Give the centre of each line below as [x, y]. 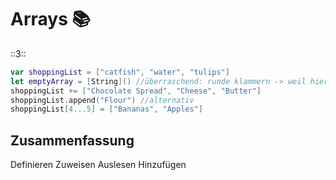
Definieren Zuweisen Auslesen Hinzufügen [98, 165]
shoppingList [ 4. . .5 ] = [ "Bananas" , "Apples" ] [106, 109]
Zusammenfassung [72, 140]
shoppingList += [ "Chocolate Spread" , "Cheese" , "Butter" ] [136, 91]
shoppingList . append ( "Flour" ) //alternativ [102, 100]
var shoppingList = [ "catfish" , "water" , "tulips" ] [120, 72]
